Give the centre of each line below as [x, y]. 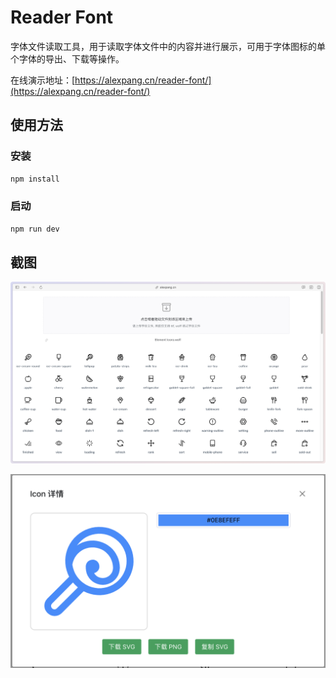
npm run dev [35, 229]
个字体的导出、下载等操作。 [67, 58]
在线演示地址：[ [43, 80]
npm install [35, 179]
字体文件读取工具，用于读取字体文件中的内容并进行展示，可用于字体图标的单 [168, 46]
